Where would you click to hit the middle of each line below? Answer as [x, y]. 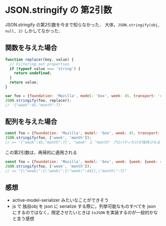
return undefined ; [33, 73]
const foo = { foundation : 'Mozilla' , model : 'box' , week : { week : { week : [82, 161]
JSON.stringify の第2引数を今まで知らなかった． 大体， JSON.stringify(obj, [83, 25]
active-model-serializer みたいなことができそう [60, 200]
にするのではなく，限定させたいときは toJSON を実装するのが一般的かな [85, 213]
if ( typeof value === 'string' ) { [45, 69]
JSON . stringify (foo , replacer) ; [38, 100]
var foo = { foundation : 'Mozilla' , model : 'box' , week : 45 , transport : [81, 96]
